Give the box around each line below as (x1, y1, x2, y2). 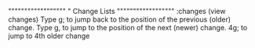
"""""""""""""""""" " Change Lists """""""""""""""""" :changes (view (8, 7, 226, 15)
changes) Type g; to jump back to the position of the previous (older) (8, 15, 231, 24)
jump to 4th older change (8, 31, 90, 40)
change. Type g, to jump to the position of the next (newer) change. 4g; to (8, 23, 248, 32)
